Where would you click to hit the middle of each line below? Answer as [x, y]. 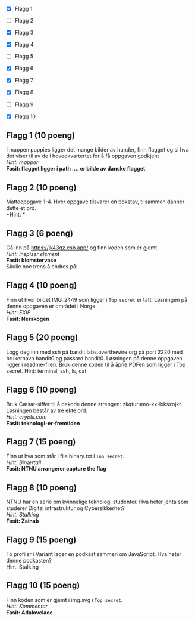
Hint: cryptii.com [26, 416]
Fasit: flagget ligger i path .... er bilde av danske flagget [76, 169]
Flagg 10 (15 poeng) [43, 586]
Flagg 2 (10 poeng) [41, 187]
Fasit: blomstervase [31, 260]
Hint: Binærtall [24, 462]
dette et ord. [21, 208]
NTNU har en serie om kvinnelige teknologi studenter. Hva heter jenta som [97, 502]
